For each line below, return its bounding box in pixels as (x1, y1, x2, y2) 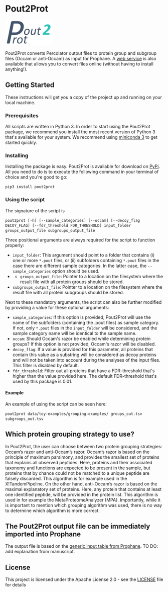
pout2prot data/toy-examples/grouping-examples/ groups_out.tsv (5, 411, 142, 416)
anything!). (5, 66, 28, 72)
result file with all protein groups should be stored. (20, 279, 124, 285)
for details (5, 582, 26, 588)
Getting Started (5, 81, 55, 90)
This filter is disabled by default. (12, 362, 79, 368)
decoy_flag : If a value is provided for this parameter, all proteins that (12, 346, 153, 352)
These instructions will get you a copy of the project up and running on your (5, 94, 162, 100)
